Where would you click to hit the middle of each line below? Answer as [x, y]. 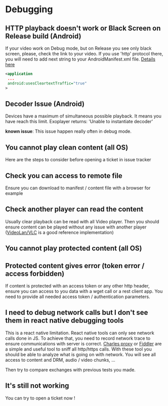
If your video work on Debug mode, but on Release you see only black [78, 48]
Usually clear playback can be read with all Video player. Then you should [82, 221]
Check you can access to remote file [64, 176]
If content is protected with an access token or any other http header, [77, 285]
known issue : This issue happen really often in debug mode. [68, 131]
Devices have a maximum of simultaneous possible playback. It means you [83, 116]
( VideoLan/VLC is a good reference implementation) [59, 232]
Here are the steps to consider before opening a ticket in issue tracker [78, 160]
